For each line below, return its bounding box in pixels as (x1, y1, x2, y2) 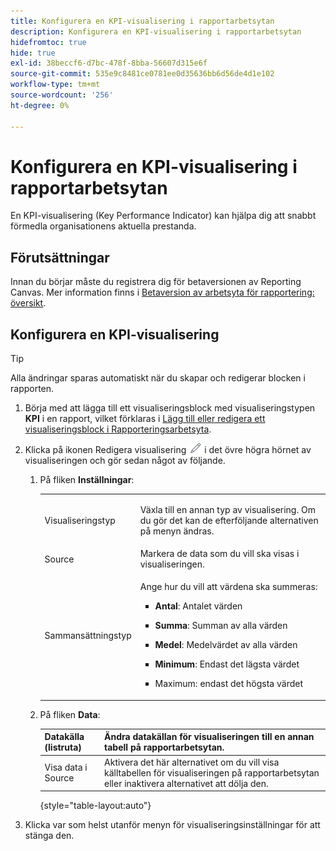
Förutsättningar (10, 249, 110, 266)
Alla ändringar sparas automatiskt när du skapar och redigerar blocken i (10, 372, 306, 384)
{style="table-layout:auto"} (39, 800, 152, 812)
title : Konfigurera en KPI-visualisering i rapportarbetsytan (10, 16, 275, 26)
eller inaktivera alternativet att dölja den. (104, 777, 269, 789)
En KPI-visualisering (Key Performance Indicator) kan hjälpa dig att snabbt (10, 210, 317, 222)
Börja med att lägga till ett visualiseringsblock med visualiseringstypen (24, 402, 316, 414)
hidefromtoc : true (10, 37, 87, 47)
